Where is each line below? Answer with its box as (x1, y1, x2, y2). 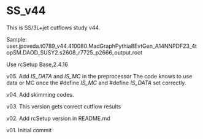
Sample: (6, 36, 28, 43)
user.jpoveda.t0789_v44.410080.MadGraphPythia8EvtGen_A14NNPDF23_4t (6, 42, 197, 50)
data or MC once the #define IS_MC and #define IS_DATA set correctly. (6, 79, 186, 86)
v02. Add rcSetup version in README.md (6, 115, 110, 122)
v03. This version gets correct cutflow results (6, 102, 121, 110)
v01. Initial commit (6, 126, 52, 133)
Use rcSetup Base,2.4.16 (6, 61, 69, 68)
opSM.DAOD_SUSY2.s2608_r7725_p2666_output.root (6, 48, 143, 56)
